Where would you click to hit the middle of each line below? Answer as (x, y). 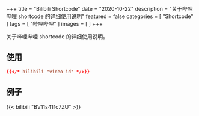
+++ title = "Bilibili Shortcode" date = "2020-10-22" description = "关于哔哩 (100, 9)
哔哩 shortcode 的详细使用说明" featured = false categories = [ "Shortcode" (100, 16)
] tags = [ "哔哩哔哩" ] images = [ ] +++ (55, 24)
